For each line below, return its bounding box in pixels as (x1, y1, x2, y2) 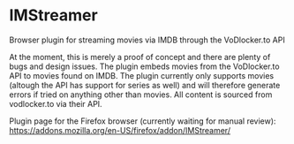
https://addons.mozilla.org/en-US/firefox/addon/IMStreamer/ (9, 125, 231, 135)
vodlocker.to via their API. (9, 98, 103, 109)
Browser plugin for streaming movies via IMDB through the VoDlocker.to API (9, 34, 285, 45)
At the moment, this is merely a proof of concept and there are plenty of (9, 51, 271, 62)
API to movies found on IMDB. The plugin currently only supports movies (9, 70, 275, 80)
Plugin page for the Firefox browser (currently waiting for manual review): (9, 116, 276, 126)
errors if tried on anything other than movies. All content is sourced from (9, 89, 273, 100)
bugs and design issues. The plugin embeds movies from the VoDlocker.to (9, 61, 280, 72)
